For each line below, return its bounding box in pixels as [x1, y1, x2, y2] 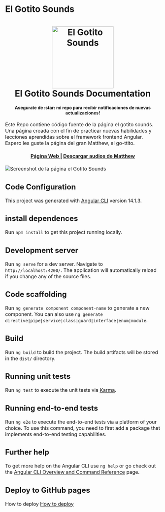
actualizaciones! [65, 110, 100, 116]
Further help [5, 447, 49, 457]
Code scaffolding [5, 290, 67, 299]
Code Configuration [5, 182, 76, 192]
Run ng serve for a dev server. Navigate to [5, 260, 103, 267]
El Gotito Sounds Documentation [14, 88, 151, 100]
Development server [5, 245, 79, 255]
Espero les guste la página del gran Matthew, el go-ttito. [5, 140, 135, 147]
